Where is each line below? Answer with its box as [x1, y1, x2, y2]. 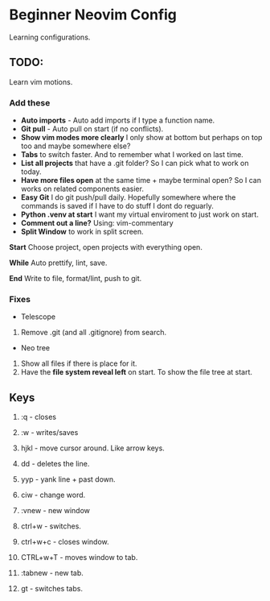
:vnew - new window [20, 506, 91, 516]
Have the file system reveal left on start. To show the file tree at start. [20, 367, 252, 377]
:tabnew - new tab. [20, 568, 84, 578]
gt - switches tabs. [20, 584, 84, 594]
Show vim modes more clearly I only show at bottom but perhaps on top [20, 133, 263, 143]
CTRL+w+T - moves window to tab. [20, 553, 138, 562]
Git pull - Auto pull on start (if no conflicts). [20, 124, 164, 134]
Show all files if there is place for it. [20, 359, 137, 368]
